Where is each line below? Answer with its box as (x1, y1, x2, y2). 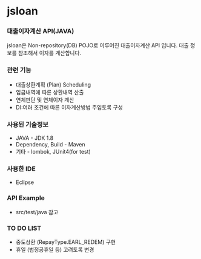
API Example (7, 194, 45, 202)
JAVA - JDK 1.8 (15, 134, 54, 142)
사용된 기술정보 (7, 120, 49, 128)
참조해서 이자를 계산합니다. (18, 50, 82, 57)
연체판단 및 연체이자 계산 (15, 96, 74, 103)
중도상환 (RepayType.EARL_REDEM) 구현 (15, 238, 116, 246)
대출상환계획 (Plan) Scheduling (15, 80, 91, 88)
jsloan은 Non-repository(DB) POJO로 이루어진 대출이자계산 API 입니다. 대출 (7, 42, 189, 49)
